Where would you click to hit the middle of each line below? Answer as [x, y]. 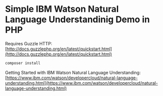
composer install [23, 63]
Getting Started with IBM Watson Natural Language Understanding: [73, 72]
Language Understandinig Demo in [78, 19]
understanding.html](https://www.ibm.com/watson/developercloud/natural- [81, 83]
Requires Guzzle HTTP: [29, 43]
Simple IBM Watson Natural [62, 9]
